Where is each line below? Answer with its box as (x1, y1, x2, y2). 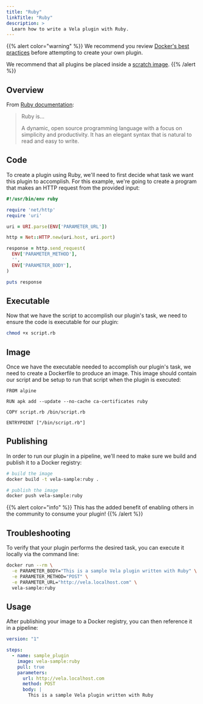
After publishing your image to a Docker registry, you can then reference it (6, 618, 193, 625)
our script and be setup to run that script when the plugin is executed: (6, 376, 181, 383)
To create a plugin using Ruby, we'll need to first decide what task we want (6, 171, 194, 178)
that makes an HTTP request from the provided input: (6, 184, 140, 192)
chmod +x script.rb (6, 330, 56, 336)
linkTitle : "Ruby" (6, 15, 53, 21)
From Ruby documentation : (6, 101, 75, 108)
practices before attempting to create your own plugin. (6, 49, 143, 57)
